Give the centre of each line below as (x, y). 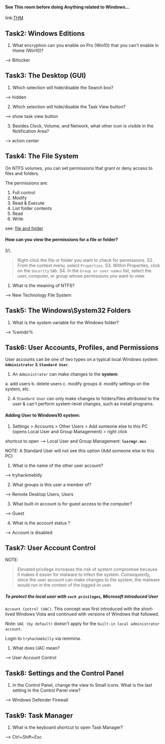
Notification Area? (31, 131)
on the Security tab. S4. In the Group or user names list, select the (84, 270)
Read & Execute (28, 203)
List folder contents (32, 208)
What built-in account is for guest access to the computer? (72, 503)
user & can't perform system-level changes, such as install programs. (83, 404)
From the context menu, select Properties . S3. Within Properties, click (89, 265)
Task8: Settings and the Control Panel (64, 673)
